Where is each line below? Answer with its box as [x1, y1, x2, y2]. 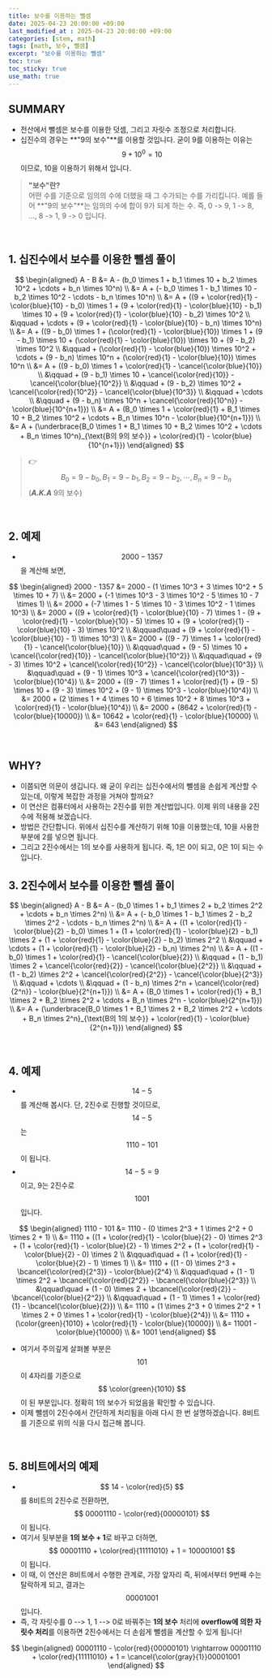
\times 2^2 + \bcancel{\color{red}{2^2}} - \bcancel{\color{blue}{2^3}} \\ [15, 1275, 257, 1285]
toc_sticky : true [8, 65, 67, 73]
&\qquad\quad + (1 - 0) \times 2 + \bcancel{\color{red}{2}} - [35, 1283, 237, 1293]
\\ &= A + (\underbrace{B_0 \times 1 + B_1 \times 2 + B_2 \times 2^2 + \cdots [9, 1004, 263, 1014]
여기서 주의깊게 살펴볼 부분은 [19, 1344, 112, 1353]
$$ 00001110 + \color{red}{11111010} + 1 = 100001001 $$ [48, 1546, 236, 1555]
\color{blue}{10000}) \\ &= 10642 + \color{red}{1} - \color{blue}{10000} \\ [13, 711, 259, 721]
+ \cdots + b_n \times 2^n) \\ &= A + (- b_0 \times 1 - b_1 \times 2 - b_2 [19, 909, 253, 919]
